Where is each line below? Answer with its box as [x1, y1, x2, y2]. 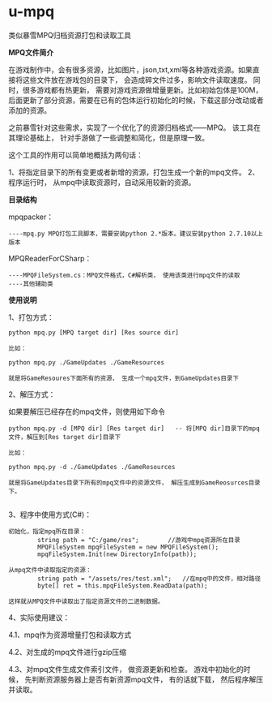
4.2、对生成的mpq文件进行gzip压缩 [8, 647, 127, 657]
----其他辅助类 [8, 279, 54, 288]
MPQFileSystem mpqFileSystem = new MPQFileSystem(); [37, 543, 219, 551]
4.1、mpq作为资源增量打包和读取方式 [8, 630, 132, 640]
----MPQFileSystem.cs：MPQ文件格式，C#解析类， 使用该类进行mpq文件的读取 [8, 271, 240, 279]
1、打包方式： [8, 312, 54, 322]
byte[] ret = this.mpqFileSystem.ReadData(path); [37, 581, 208, 590]
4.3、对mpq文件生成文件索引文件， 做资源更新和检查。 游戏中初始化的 [8, 664, 244, 674]
